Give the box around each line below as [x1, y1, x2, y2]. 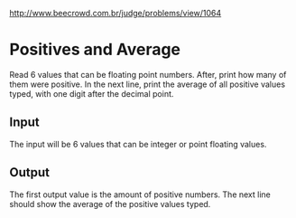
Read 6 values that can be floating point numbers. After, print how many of [9, 69, 287, 80]
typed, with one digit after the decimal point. [9, 88, 174, 99]
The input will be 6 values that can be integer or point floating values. [9, 138, 267, 149]
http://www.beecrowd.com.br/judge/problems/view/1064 [9, 8, 222, 18]
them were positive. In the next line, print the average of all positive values [9, 79, 286, 90]
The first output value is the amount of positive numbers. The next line [9, 189, 271, 200]
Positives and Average [9, 40, 181, 60]
